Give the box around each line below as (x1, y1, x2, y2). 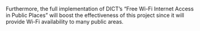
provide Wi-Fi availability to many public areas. (6, 18, 124, 25)
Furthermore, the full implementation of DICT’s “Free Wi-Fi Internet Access (6, 5, 194, 12)
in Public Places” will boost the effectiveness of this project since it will (6, 12, 185, 19)
